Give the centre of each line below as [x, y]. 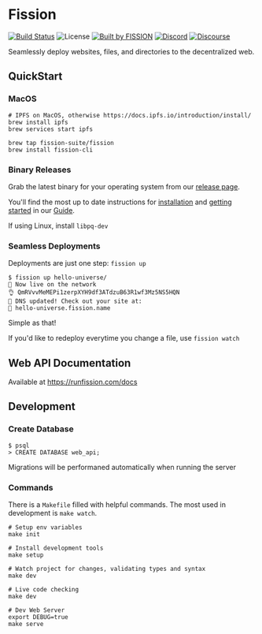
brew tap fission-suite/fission [61, 143]
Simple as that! [32, 323]
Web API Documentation [70, 363]
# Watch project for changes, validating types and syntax [107, 569]
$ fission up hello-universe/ [58, 278]
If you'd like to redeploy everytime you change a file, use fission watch [124, 338]
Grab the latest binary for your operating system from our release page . [124, 186]
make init [24, 535]
